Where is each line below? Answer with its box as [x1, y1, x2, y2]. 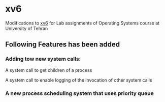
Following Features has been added [5, 40, 120, 49]
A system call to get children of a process [5, 67, 92, 73]
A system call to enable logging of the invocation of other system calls [5, 77, 152, 83]
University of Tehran [5, 25, 48, 31]
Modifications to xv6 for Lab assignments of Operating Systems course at [5, 20, 160, 26]
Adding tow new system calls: [5, 56, 81, 63]
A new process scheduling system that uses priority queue [5, 90, 154, 97]
